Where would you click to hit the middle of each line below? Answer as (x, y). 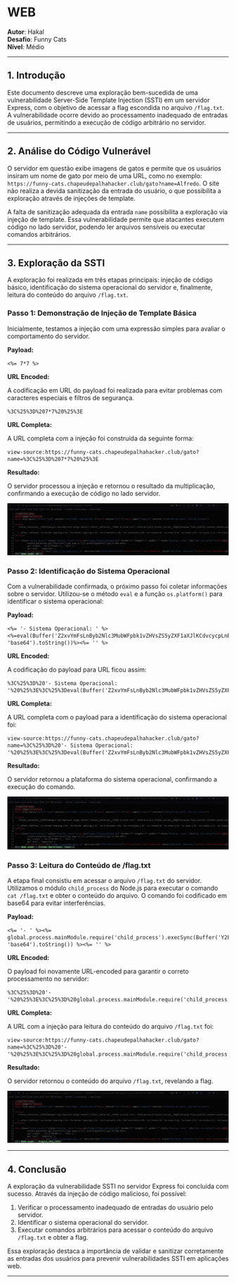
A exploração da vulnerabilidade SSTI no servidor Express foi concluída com (118, 1186)
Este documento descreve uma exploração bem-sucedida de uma (103, 92)
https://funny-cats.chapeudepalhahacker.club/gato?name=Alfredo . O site (113, 183)
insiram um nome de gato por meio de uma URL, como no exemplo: (105, 175)
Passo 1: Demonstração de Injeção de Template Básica (102, 313)
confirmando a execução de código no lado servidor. (84, 493)
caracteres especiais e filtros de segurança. (71, 397)
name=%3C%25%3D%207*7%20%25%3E (53, 459)
